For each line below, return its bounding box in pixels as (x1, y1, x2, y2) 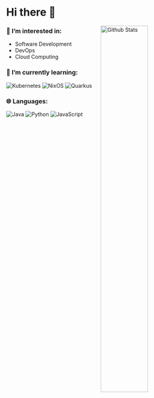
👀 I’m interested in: (6, 27, 62, 35)
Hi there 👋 (6, 5, 56, 19)
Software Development (14, 40, 72, 47)
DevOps (14, 47, 35, 54)
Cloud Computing (14, 54, 59, 61)
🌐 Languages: (6, 97, 48, 105)
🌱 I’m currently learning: (6, 69, 78, 77)
